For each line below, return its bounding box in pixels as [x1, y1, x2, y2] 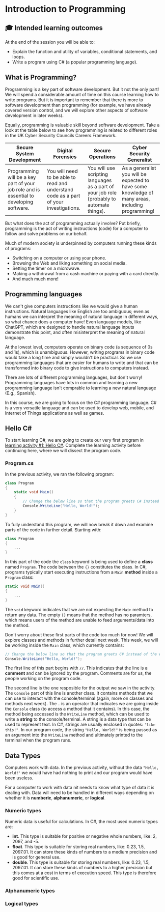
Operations [89, 153, 116, 160]
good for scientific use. [12, 875, 59, 881]
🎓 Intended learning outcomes [5, 24, 103, 32]
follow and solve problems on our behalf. [5, 230, 87, 236]
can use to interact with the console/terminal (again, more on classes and [5, 695, 154, 701]
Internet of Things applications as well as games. [5, 410, 104, 416]
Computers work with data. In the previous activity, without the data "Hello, [5, 765, 159, 770]
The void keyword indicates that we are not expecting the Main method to [5, 606, 154, 612]
